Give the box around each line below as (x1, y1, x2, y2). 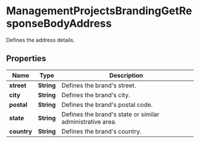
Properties (6, 53, 46, 63)
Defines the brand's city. (61, 91, 130, 99)
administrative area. (61, 117, 117, 126)
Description (109, 71, 143, 80)
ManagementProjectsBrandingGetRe (6, 4, 192, 18)
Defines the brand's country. (61, 127, 142, 135)
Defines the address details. (6, 36, 75, 43)
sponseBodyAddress (6, 17, 112, 30)
